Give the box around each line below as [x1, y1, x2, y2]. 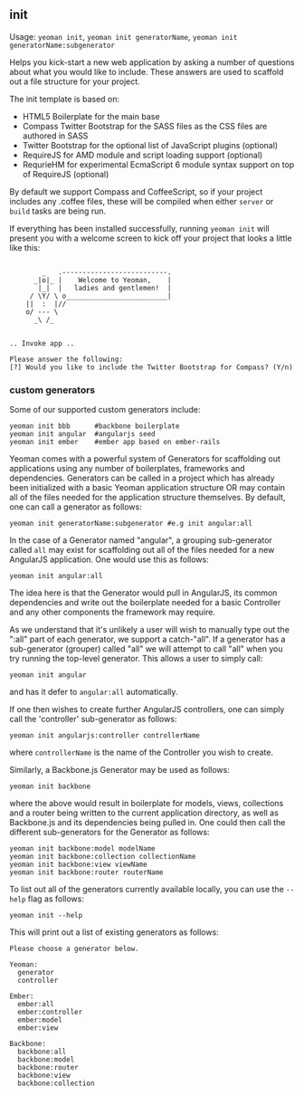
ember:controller [17, 1008, 83, 1017]
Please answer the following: [9, 355, 124, 364]
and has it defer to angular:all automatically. [9, 687, 178, 698]
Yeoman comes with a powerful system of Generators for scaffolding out [9, 453, 280, 464]
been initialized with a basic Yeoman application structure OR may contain [9, 482, 286, 493]
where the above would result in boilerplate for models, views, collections [9, 798, 284, 809]
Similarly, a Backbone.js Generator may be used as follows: [9, 765, 231, 776]
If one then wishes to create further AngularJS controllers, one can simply [9, 704, 285, 715]
